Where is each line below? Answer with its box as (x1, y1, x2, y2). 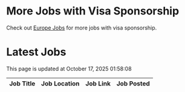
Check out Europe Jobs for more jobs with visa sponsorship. (6, 24, 157, 31)
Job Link (85, 79, 111, 88)
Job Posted (116, 79, 150, 88)
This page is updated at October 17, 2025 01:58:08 (6, 65, 132, 72)
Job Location (41, 79, 80, 88)
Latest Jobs (6, 45, 67, 59)
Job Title (9, 79, 36, 88)
